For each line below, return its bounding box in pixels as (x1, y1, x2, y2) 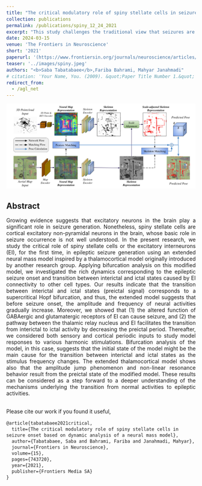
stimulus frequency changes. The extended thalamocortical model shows (6, 358, 196, 365)
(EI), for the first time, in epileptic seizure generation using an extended (6, 249, 196, 256)
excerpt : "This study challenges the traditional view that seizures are (6, 29, 195, 35)
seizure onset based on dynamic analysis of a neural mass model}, (6, 432, 179, 438)
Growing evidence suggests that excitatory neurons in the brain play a (6, 217, 196, 224)
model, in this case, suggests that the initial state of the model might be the (6, 345, 196, 352)
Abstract (6, 201, 40, 211)
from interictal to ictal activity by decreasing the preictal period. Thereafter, (6, 326, 196, 333)
